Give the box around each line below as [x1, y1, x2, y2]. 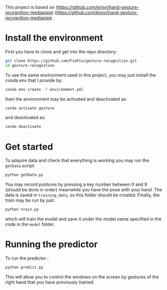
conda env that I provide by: [5, 77, 63, 83]
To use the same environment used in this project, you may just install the [5, 72, 156, 78]
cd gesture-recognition [5, 63, 55, 68]
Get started [5, 141, 53, 152]
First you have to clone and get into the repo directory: [5, 48, 117, 54]
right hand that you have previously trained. [5, 279, 95, 285]
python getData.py [5, 172, 43, 177]
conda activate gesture [5, 106, 55, 111]
